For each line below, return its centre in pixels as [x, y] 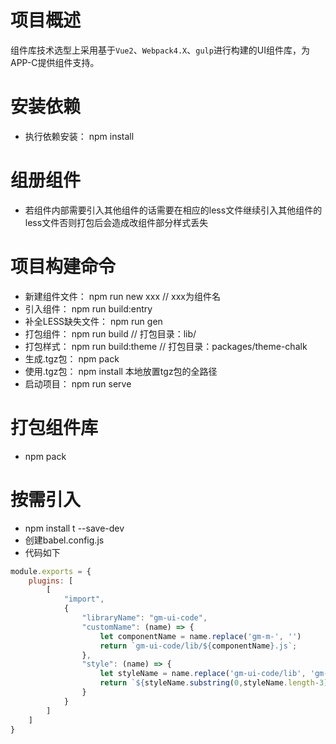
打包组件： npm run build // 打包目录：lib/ [110, 333]
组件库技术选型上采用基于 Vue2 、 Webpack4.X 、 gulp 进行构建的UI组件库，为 [160, 50]
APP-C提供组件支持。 [55, 62]
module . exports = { [51, 571]
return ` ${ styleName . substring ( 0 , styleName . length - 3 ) [214, 683]
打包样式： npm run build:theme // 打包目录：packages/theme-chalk [166, 346]
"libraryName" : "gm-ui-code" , [144, 618]
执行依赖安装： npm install [79, 136]
